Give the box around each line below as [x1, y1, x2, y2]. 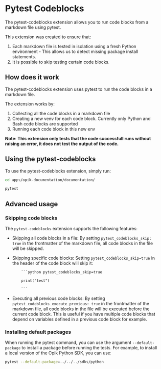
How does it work [5, 73, 60, 81]
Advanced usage [5, 199, 58, 208]
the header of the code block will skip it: [12, 260, 93, 266]
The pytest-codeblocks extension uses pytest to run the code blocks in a [5, 86, 153, 92]
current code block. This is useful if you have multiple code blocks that [12, 311, 156, 317]
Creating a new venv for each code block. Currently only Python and [12, 116, 151, 122]
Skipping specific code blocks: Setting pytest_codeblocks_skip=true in [12, 255, 155, 261]
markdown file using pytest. [5, 24, 61, 30]
